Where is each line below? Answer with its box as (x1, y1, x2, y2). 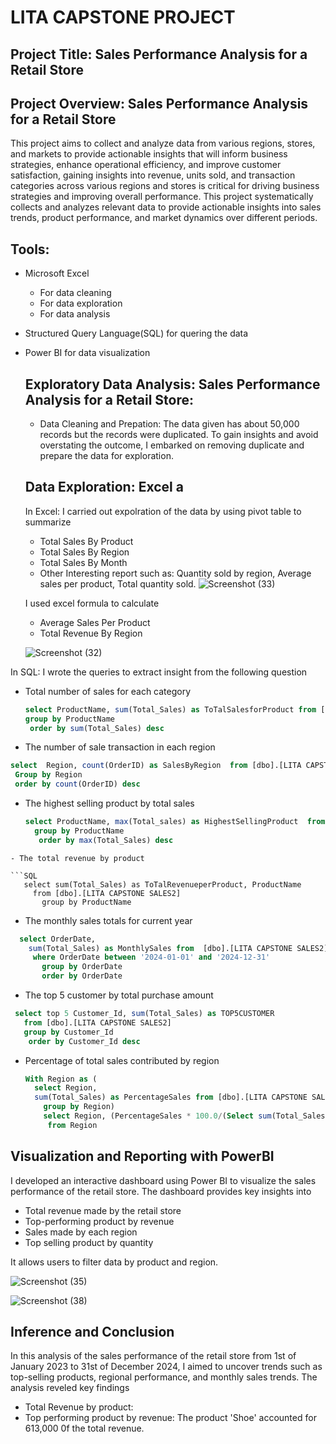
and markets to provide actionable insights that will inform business (10, 148, 288, 160)
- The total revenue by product (10, 853, 145, 863)
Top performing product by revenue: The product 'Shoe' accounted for (24, 1412, 317, 1424)
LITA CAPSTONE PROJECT (10, 6, 236, 29)
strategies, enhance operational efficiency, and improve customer (10, 159, 282, 171)
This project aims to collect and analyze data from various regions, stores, (10, 137, 316, 150)
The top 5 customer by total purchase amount (24, 989, 214, 1001)
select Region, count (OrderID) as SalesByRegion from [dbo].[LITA (10, 761, 302, 771)
